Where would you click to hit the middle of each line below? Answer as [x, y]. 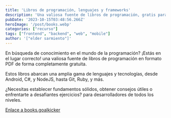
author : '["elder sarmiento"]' [38, 39]
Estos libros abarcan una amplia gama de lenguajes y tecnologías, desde [81, 74]
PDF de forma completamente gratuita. [46, 64]
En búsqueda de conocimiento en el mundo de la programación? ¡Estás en [83, 53]
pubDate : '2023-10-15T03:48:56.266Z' [45, 19]
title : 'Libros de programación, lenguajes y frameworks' [68, 10]
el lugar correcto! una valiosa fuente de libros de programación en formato [83, 58]
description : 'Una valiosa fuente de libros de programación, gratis [81, 15]
